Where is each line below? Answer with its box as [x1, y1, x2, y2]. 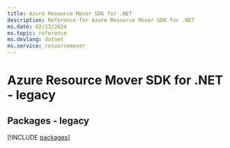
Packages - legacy [7, 115, 89, 126]
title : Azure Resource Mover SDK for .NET [7, 10, 132, 17]
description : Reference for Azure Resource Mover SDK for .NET [7, 17, 195, 24]
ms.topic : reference [7, 29, 68, 37]
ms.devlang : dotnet [7, 36, 64, 43]
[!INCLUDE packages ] [7, 133, 70, 141]
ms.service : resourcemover [7, 42, 86, 49]
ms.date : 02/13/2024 [7, 23, 68, 30]
